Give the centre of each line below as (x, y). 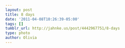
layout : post (19, 10)
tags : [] (14, 24)
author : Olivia (21, 38)
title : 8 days (20, 14)
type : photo (18, 33)
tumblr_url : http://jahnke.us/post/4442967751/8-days (63, 28)
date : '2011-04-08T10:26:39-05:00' (42, 19)
